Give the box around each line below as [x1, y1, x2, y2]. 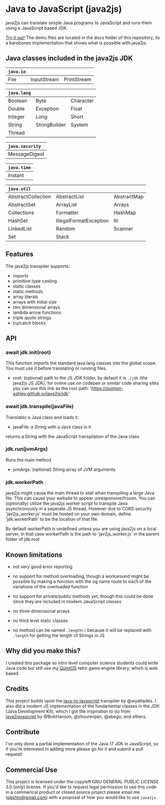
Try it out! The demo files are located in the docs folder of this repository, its [5, 35, 160, 40]
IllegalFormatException [56, 217, 109, 224]
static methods [12, 288, 43, 294]
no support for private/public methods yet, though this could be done [12, 593, 154, 599]
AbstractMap [113, 193, 144, 200]
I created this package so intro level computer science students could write [5, 660, 159, 666]
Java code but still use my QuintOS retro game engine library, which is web [5, 665, 158, 671]
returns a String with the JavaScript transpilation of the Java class [5, 433, 139, 439]
